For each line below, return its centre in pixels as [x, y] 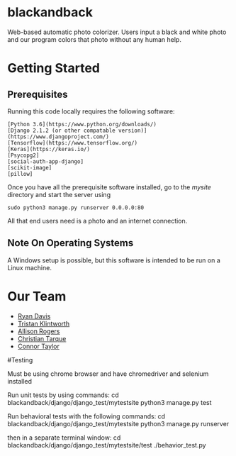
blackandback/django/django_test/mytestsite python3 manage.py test [109, 402]
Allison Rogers [39, 331]
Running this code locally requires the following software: [91, 111]
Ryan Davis [34, 316]
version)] [133, 130]
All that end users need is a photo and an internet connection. [97, 221]
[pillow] [20, 174]
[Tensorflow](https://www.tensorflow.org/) [73, 143]
